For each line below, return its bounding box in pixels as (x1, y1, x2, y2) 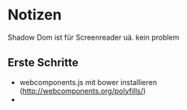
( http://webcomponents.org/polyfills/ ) (19, 86, 146, 95)
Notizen (7, 6, 62, 24)
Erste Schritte (7, 56, 79, 70)
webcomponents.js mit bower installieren (19, 77, 158, 87)
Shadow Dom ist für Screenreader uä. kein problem (7, 32, 180, 42)
